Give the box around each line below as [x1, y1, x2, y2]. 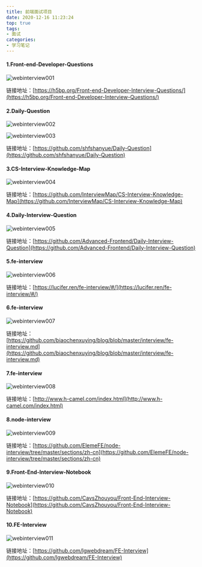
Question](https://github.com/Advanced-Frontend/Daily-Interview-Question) [6, 244, 196, 251]
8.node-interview [6, 415, 51, 423]
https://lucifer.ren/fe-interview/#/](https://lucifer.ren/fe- [34, 283, 173, 290]
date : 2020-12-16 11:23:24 [6, 14, 74, 20]
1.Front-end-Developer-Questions [6, 61, 93, 68]
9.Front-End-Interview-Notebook [6, 468, 91, 476]
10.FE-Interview [6, 521, 47, 529]
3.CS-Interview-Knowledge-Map [6, 165, 91, 172]
